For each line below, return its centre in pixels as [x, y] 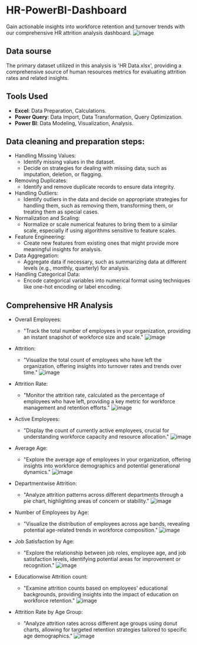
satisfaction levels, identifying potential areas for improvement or [102, 559]
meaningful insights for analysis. [63, 249]
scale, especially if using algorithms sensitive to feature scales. [100, 230]
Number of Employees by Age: [52, 513]
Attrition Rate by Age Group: [49, 612]
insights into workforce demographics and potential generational [102, 466]
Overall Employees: [38, 320]
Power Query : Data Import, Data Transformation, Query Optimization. [99, 117]
